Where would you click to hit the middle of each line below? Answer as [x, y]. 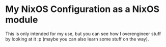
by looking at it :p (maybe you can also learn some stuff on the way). [77, 39]
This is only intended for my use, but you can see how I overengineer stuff [83, 33]
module [22, 20]
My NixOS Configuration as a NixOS [82, 9]
